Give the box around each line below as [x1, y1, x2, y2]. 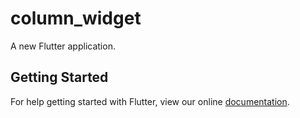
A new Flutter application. [10, 40, 116, 52]
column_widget [10, 7, 142, 30]
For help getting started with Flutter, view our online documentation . [10, 95, 290, 107]
